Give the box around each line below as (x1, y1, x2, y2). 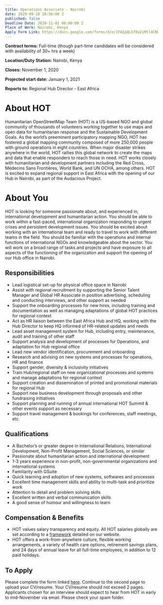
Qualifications (5, 430, 49, 438)
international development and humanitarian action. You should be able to (5, 213, 153, 219)
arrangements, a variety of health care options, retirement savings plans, (12, 542, 158, 548)
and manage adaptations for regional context (12, 375, 102, 380)
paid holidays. (12, 552, 40, 558)
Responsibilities (5, 269, 55, 277)
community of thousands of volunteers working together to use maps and (5, 124, 152, 130)
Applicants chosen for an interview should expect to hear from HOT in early (5, 589, 156, 595)
